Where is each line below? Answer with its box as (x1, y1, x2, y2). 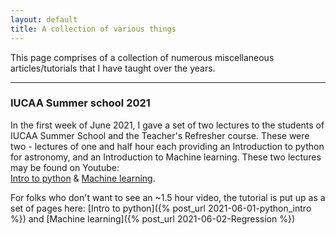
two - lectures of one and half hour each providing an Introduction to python (10, 140, 325, 152)
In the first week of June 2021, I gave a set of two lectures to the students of (10, 119, 325, 131)
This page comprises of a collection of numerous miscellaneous (10, 51, 275, 63)
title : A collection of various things (10, 24, 177, 34)
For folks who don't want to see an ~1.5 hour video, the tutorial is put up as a (10, 191, 326, 203)
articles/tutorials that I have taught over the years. (10, 62, 216, 74)
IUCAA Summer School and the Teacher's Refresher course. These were (10, 129, 310, 141)
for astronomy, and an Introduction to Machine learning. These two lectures (10, 151, 322, 163)
